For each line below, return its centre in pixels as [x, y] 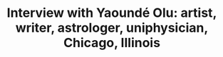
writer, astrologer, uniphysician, [112, 28]
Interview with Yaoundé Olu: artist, [112, 13]
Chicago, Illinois [112, 43]
